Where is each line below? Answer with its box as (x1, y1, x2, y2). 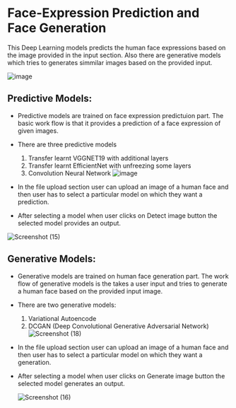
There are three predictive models (17, 140, 117, 148)
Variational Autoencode (28, 314, 97, 322)
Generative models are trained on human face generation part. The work (17, 272, 229, 280)
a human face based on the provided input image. (17, 286, 163, 295)
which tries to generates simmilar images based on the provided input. (7, 58, 213, 66)
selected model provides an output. (17, 218, 122, 227)
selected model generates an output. (17, 379, 125, 387)
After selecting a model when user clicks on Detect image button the (17, 211, 218, 220)
